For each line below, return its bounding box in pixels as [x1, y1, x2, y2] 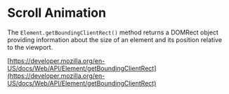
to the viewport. [7, 43, 53, 51]
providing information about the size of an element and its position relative [7, 35, 223, 43]
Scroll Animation [7, 5, 107, 21]
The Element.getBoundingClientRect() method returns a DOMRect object [7, 28, 219, 36]
